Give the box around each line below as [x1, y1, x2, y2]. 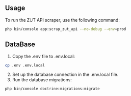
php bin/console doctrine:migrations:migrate [5, 86, 100, 92]
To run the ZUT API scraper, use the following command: [5, 17, 120, 23]
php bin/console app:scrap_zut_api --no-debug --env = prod [5, 27, 126, 32]
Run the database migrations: [12, 77, 72, 83]
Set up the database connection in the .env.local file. [12, 71, 119, 78]
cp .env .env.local [5, 63, 45, 68]
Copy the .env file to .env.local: [12, 53, 75, 59]
